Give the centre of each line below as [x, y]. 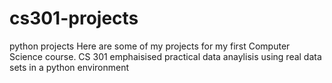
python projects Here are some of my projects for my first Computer [150, 46]
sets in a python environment [69, 67]
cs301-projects [74, 18]
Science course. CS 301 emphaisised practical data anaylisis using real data [165, 56]
